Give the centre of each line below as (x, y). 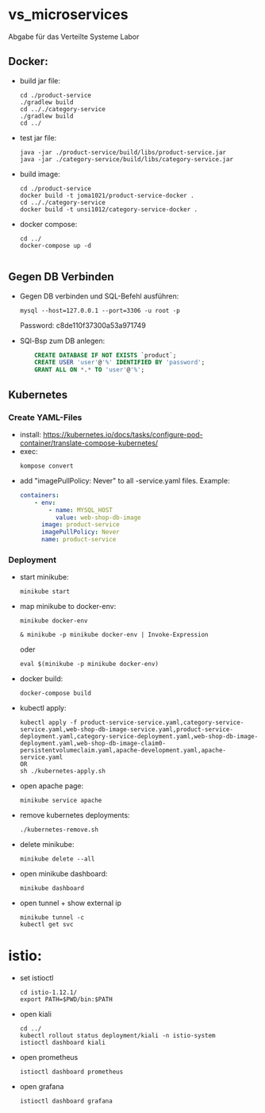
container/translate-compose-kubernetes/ (89, 443)
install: (31, 434)
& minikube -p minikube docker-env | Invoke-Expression (114, 635)
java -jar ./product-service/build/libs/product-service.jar (123, 152)
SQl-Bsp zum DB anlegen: (62, 341)
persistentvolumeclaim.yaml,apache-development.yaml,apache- (123, 751)
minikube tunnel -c (52, 918)
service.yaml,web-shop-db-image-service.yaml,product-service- (127, 730)
